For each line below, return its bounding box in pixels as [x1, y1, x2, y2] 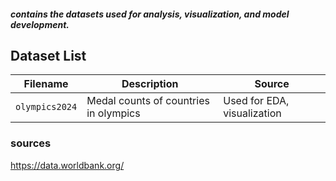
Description [121, 77, 179, 91]
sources [10, 136, 52, 150]
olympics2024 [15, 101, 78, 113]
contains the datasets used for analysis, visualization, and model [10, 8, 290, 20]
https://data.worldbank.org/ [10, 159, 125, 171]
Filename [23, 77, 69, 91]
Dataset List [10, 47, 87, 64]
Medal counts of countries [86, 94, 210, 108]
